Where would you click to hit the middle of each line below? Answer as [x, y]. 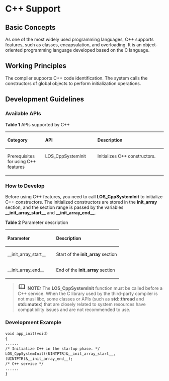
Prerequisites [21, 156]
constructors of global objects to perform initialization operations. [73, 83]
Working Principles [36, 66]
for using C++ [22, 162]
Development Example [33, 323]
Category [17, 140]
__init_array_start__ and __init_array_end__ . [51, 213]
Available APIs [23, 114]
